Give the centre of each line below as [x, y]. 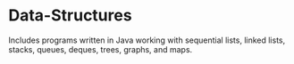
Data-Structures [70, 16]
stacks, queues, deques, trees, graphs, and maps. [101, 49]
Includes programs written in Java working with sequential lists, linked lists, [147, 40]
